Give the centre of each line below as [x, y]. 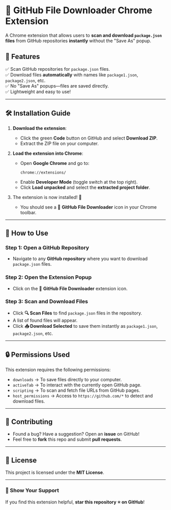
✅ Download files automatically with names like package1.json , [72, 75]
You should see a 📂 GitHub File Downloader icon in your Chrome [88, 207]
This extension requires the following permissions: [58, 370]
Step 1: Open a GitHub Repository [47, 247]
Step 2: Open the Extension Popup [49, 277]
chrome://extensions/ [43, 173]
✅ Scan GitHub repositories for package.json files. [58, 69]
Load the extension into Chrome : [48, 153]
